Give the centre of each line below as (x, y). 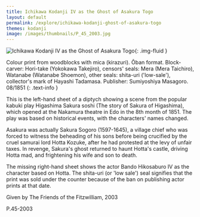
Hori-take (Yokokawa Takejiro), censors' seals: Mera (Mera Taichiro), (110, 69)
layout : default (26, 17)
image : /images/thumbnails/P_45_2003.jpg (59, 34)
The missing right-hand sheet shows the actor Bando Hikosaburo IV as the (98, 167)
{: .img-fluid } (151, 51)
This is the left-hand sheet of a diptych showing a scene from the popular (96, 100)
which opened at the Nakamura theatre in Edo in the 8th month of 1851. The (99, 112)
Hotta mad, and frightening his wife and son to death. (72, 155)
